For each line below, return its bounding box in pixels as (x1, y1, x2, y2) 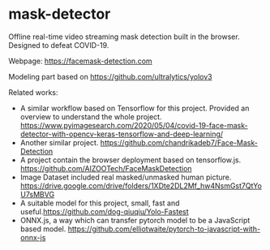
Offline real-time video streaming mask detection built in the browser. (8, 32, 241, 41)
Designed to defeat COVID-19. (8, 40, 109, 50)
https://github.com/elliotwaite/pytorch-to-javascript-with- (67, 224, 261, 234)
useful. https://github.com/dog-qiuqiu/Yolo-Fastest (19, 206, 189, 216)
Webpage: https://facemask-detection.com (8, 56, 152, 66)
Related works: (8, 87, 58, 97)
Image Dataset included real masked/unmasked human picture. (19, 172, 232, 182)
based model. (19, 224, 66, 234)
